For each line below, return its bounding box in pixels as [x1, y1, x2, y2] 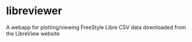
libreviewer [6, 4, 62, 18]
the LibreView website [6, 30, 60, 37]
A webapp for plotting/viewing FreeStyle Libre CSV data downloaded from [6, 24, 187, 31]
